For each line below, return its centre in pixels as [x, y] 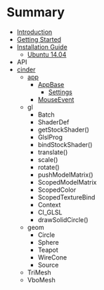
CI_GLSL [50, 212]
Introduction [34, 32]
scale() [48, 159]
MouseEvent [56, 99]
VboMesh [41, 279]
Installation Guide [42, 47]
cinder [26, 69]
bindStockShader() [65, 144]
